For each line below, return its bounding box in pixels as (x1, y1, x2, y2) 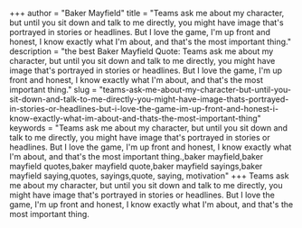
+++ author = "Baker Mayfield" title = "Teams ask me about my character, (9, 8, 285, 18)
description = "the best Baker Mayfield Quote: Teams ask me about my (9, 46, 274, 57)
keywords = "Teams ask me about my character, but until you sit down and (9, 123, 288, 133)
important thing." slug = (9, 85, 98, 95)
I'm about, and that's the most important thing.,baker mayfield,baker (9, 151, 264, 161)
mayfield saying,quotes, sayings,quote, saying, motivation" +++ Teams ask (9, 170, 289, 181)
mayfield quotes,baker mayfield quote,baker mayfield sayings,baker (9, 161, 263, 171)
